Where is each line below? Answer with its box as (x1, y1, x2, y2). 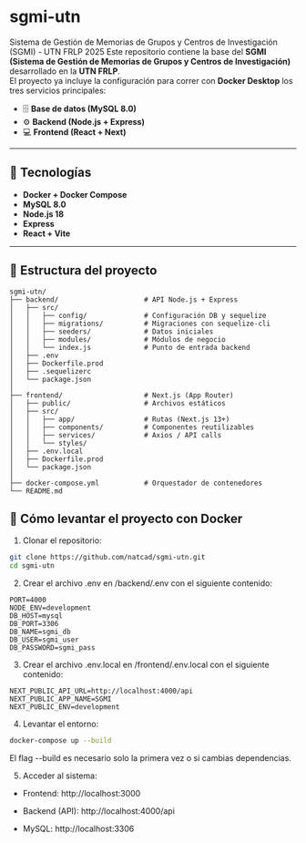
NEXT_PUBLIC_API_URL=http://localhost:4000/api (9, 686, 194, 696)
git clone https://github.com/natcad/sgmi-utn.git (9, 553, 206, 562)
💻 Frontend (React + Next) (22, 126, 127, 138)
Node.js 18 (22, 208, 64, 220)
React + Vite (22, 228, 71, 239)
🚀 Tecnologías (9, 165, 92, 180)
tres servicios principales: (9, 85, 107, 96)
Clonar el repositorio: (22, 535, 102, 546)
